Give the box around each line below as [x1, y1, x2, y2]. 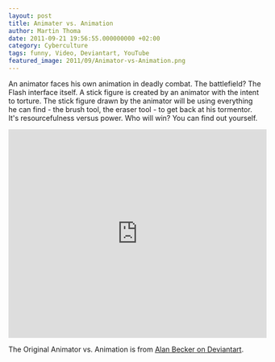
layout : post [8, 11, 52, 20]
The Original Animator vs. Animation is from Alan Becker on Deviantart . [8, 344, 244, 354]
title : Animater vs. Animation [8, 19, 114, 27]
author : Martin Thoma [8, 27, 81, 35]
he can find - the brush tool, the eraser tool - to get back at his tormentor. [8, 104, 252, 114]
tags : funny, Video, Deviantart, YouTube [8, 49, 150, 57]
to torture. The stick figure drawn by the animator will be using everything [8, 96, 253, 106]
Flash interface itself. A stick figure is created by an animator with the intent [8, 87, 260, 97]
